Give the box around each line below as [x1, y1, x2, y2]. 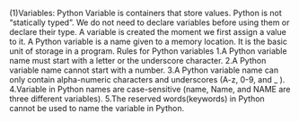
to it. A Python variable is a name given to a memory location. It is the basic [9, 36, 287, 47]
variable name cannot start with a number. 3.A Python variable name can [9, 65, 279, 75]
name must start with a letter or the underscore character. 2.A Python [9, 56, 267, 65]
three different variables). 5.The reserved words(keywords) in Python [9, 93, 265, 104]
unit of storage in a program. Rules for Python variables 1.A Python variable [9, 46, 287, 57]
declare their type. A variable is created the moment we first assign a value [9, 27, 287, 37]
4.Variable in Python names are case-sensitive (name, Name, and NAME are [9, 84, 291, 94]
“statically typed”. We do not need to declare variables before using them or [9, 17, 290, 28]
